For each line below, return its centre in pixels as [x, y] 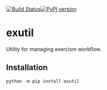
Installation [27, 68]
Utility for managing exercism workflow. [54, 49]
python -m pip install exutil [43, 81]
